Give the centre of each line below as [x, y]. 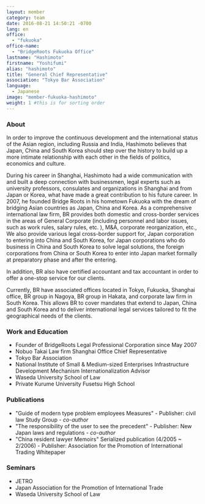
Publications [25, 400]
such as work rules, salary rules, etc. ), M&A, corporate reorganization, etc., [102, 227]
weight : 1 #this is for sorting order [56, 103]
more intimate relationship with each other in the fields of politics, [89, 157]
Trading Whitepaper [40, 452]
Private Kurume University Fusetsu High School [75, 384]
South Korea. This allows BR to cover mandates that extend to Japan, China [102, 302]
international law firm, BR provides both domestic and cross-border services [103, 214]
